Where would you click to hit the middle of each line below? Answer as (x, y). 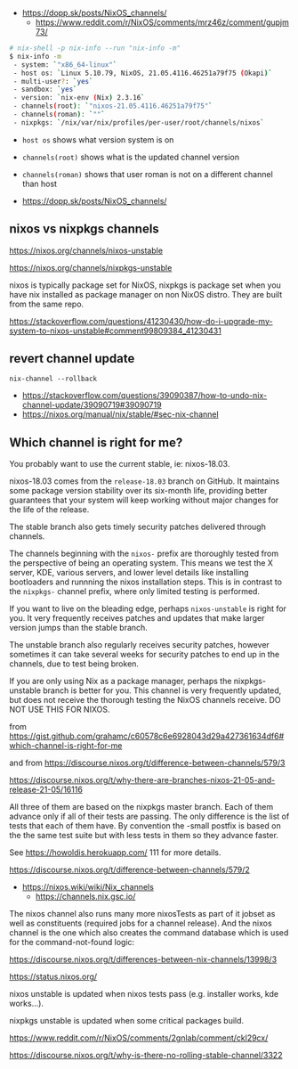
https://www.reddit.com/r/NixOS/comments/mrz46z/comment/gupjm (162, 22)
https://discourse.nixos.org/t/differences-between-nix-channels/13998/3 (143, 959)
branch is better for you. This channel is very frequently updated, (162, 690)
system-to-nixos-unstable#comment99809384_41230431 (116, 330)
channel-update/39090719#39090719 (92, 405)
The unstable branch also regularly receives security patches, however (139, 645)
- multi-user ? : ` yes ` (53, 81)
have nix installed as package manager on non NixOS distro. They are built (146, 294)
